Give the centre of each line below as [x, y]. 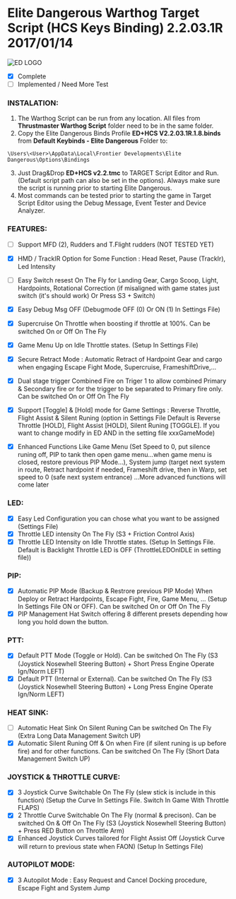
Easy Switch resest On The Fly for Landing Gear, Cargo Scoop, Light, [118, 280]
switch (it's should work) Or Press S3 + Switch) [86, 295]
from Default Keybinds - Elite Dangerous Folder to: [93, 141]
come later [33, 484]
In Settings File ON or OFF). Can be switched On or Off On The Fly [114, 607]
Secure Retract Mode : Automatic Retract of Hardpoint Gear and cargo [120, 359]
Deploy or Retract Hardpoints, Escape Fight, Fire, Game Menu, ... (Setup [122, 599]
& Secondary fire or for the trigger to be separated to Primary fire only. [120, 389]
